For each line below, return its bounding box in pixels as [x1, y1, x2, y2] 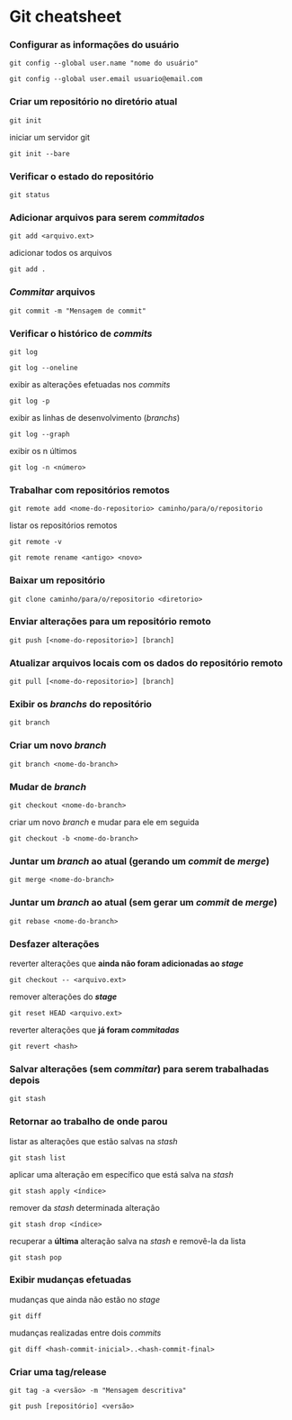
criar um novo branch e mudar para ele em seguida [9, 817, 199, 828]
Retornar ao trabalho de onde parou [9, 1115, 168, 1128]
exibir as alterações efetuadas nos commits [9, 378, 171, 389]
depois [9, 1074, 40, 1087]
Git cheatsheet [9, 6, 122, 27]
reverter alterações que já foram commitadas [9, 1024, 180, 1035]
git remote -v [9, 538, 63, 547]
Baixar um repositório [9, 574, 106, 587]
